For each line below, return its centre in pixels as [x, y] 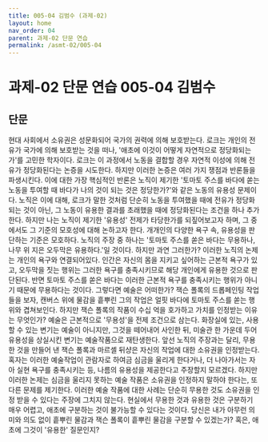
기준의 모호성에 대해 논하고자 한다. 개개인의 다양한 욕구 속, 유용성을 [142, 230]
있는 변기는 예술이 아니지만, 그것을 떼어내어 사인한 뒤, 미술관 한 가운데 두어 [141, 330]
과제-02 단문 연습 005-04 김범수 [112, 88]
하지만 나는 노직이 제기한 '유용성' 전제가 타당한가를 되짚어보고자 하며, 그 [137, 220]
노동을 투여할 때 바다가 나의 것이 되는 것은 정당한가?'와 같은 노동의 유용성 [122, 190]
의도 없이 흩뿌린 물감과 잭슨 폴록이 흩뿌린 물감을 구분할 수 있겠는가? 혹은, [136, 420]
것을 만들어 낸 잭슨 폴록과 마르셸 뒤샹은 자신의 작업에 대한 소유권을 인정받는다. [138, 350]
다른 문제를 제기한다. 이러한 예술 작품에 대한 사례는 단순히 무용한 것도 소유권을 [130, 390]
